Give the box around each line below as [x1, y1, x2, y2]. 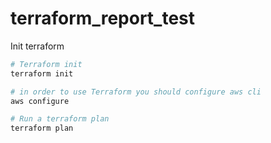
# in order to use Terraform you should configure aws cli [10, 87, 262, 97]
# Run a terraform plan [10, 114, 110, 124]
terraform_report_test [10, 7, 196, 30]
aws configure [10, 96, 70, 106]
